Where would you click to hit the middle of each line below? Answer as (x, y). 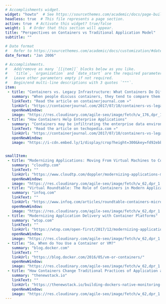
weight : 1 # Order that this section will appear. (59, 28)
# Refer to (19, 51)
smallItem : (16, 156)
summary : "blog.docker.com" (41, 248)
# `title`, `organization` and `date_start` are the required (73, 74)
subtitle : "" (19, 38)
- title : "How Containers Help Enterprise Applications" (67, 120)
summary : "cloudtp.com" (36, 165)
